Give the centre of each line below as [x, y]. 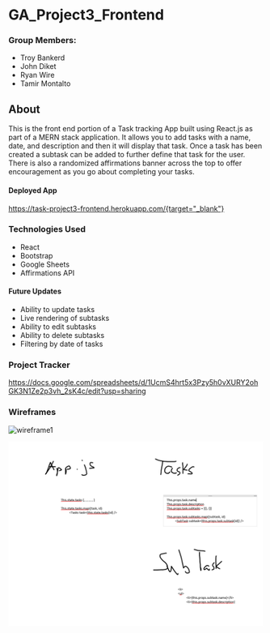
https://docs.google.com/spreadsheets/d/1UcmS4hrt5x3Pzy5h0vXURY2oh [133, 383]
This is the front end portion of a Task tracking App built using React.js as [131, 129]
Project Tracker [39, 365]
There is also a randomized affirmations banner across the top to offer [125, 163]
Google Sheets [45, 264]
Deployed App [33, 190]
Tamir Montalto [45, 83]
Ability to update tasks [57, 309]
